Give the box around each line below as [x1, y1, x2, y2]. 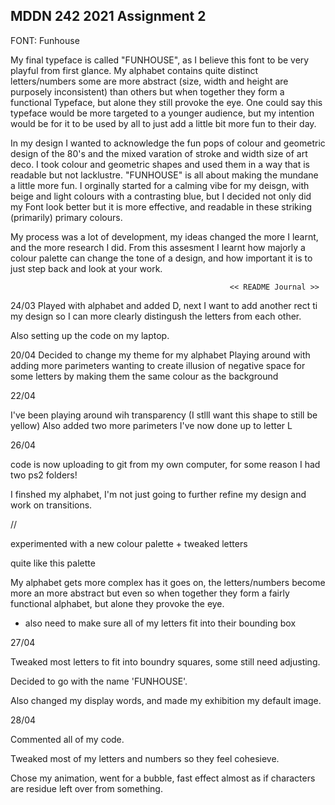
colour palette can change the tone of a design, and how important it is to [10, 252, 313, 264]
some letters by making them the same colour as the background [10, 370, 279, 382]
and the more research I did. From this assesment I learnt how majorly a [10, 241, 306, 253]
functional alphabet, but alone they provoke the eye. [10, 597, 225, 609]
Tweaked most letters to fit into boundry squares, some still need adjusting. [10, 655, 321, 668]
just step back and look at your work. [10, 262, 163, 274]
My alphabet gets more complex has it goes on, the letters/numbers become [10, 576, 326, 588]
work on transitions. [10, 499, 93, 511]
